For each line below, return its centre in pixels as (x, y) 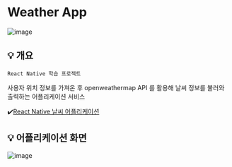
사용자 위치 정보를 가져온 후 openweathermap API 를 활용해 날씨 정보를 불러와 (116, 87)
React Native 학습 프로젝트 (44, 74)
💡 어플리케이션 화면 (47, 138)
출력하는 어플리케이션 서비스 (46, 97)
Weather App (47, 12)
